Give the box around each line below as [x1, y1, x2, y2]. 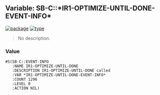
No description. [17, 35, 50, 41]
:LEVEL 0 [12, 81, 31, 86]
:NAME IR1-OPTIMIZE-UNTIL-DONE [12, 64, 79, 69]
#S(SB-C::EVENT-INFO [5, 59, 49, 65]
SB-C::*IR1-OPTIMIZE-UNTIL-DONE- [36, 4, 155, 13]
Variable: [5, 4, 35, 13]
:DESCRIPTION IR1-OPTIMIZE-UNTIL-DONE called [12, 68, 111, 73]
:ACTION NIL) [12, 86, 40, 91]
